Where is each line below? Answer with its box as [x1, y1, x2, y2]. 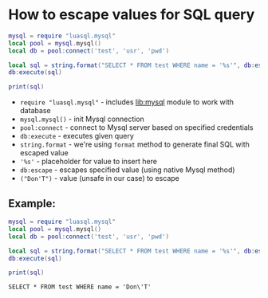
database [19, 106, 51, 116]
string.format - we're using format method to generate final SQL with [19, 139, 250, 149]
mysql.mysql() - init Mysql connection [19, 114, 145, 124]
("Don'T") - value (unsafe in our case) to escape [19, 174, 179, 183]
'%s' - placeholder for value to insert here [19, 157, 158, 167]
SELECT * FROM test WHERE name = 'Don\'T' [8, 283, 152, 292]
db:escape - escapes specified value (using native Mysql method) [19, 165, 235, 174]
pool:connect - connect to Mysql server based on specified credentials [19, 123, 254, 132]
